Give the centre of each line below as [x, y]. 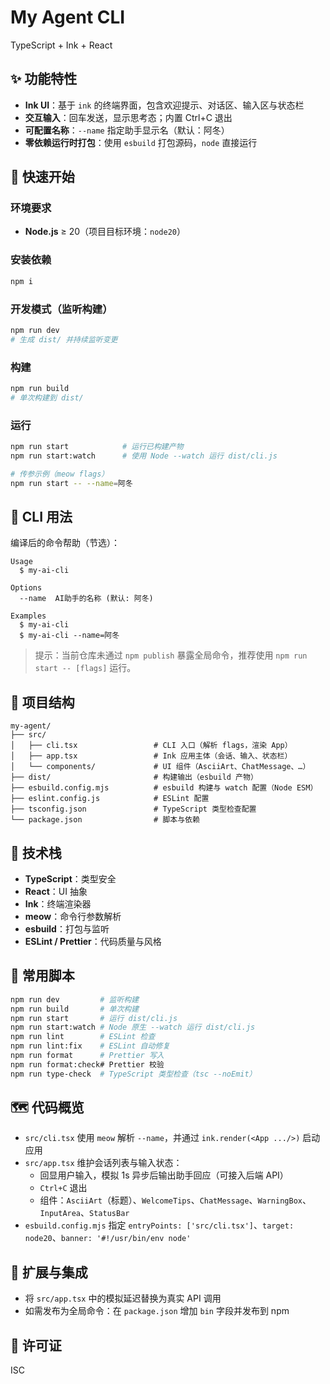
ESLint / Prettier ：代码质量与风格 [93, 941]
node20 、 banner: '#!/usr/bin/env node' [108, 1238]
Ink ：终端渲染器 [58, 903]
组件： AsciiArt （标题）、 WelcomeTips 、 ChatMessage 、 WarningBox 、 [175, 1200]
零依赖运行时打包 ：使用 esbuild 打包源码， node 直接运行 [141, 142]
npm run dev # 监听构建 [75, 999]
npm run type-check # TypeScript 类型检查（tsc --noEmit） [133, 1074]
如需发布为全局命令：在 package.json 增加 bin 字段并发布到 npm [157, 1311]
